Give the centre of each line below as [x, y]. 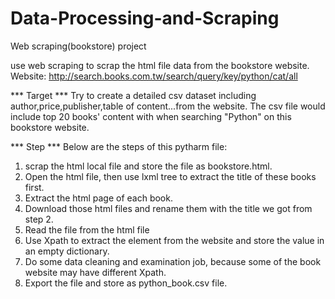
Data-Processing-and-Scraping [145, 18]
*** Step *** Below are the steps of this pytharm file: [119, 146]
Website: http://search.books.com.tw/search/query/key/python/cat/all [154, 76]
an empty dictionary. [67, 251]
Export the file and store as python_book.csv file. [126, 283]
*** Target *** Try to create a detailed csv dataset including [133, 95]
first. [34, 187]
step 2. [39, 219]
